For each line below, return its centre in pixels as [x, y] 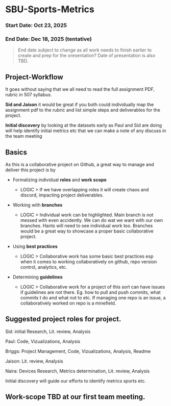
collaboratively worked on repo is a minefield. [68, 303]
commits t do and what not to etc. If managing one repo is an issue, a [93, 298]
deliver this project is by [31, 170]
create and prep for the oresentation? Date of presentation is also [87, 56]
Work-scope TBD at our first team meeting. [75, 397]
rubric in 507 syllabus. [29, 95]
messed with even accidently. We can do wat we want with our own [92, 220]
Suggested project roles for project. [63, 319]
